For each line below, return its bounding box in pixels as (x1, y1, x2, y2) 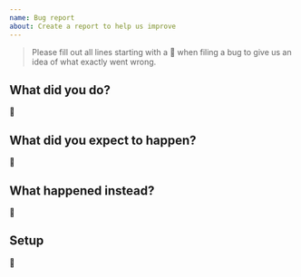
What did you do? (9, 82, 111, 98)
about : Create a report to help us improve (9, 22, 177, 31)
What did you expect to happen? (9, 132, 197, 148)
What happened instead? (9, 183, 155, 198)
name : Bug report (9, 13, 75, 23)
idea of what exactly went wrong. (31, 56, 157, 67)
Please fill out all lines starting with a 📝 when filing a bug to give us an (31, 46, 292, 57)
